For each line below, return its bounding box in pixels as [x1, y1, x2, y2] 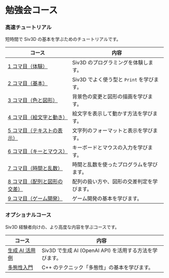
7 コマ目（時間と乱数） [8, 165, 63, 172]
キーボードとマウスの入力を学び [72, 144, 148, 151]
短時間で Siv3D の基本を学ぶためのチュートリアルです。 [5, 36, 121, 42]
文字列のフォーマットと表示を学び [72, 127, 153, 134]
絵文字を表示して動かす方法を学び [72, 110, 153, 117]
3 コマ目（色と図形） [8, 97, 58, 104]
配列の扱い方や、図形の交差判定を [72, 178, 153, 185]
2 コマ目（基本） [8, 80, 48, 87]
